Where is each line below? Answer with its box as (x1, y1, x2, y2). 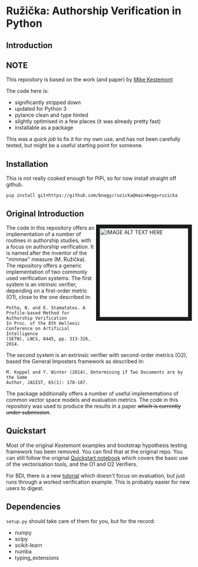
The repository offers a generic (6, 262, 82, 269)
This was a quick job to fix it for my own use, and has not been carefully (6, 136, 181, 143)
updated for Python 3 (14, 105, 67, 112)
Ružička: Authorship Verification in (6, 4, 181, 18)
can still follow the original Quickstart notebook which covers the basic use (6, 454, 189, 461)
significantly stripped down (14, 99, 81, 106)
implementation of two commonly (6, 268, 88, 276)
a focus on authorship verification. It (6, 243, 94, 250)
